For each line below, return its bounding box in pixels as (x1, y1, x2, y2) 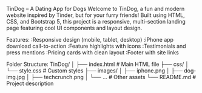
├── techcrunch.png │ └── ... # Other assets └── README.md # (31, 74, 196, 80)
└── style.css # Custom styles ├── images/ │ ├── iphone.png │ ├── (6, 67, 183, 74)
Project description (6, 80, 54, 87)
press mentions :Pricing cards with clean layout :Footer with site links (6, 49, 179, 56)
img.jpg (6, 74, 25, 80)
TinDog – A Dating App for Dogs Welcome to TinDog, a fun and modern (6, 5, 185, 12)
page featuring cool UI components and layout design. (6, 24, 143, 31)
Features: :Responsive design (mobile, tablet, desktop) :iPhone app (6, 36, 174, 43)
